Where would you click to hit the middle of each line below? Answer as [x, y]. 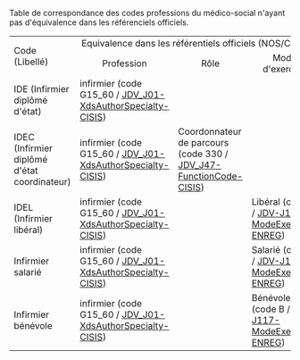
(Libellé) [31, 62]
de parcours [204, 142]
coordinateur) [42, 182]
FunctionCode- [211, 176]
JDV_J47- [200, 165]
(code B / [271, 309]
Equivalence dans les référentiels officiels [169, 43]
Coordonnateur [210, 131]
